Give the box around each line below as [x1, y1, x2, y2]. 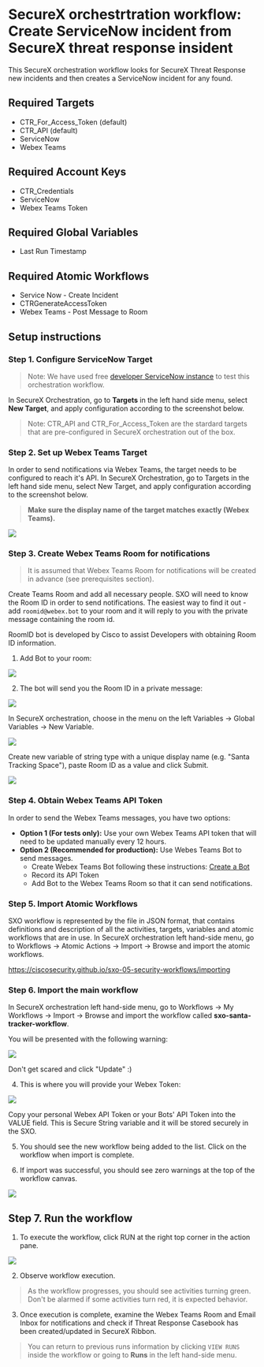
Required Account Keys [8, 166, 127, 179]
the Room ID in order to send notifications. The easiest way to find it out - [8, 598, 247, 608]
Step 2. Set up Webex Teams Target [8, 447, 147, 458]
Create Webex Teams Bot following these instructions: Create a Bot [31, 862, 250, 871]
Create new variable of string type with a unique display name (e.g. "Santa [8, 752, 250, 762]
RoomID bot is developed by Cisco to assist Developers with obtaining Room [8, 630, 256, 639]
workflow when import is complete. [19, 1150, 135, 1160]
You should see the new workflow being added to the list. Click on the [19, 1142, 247, 1152]
